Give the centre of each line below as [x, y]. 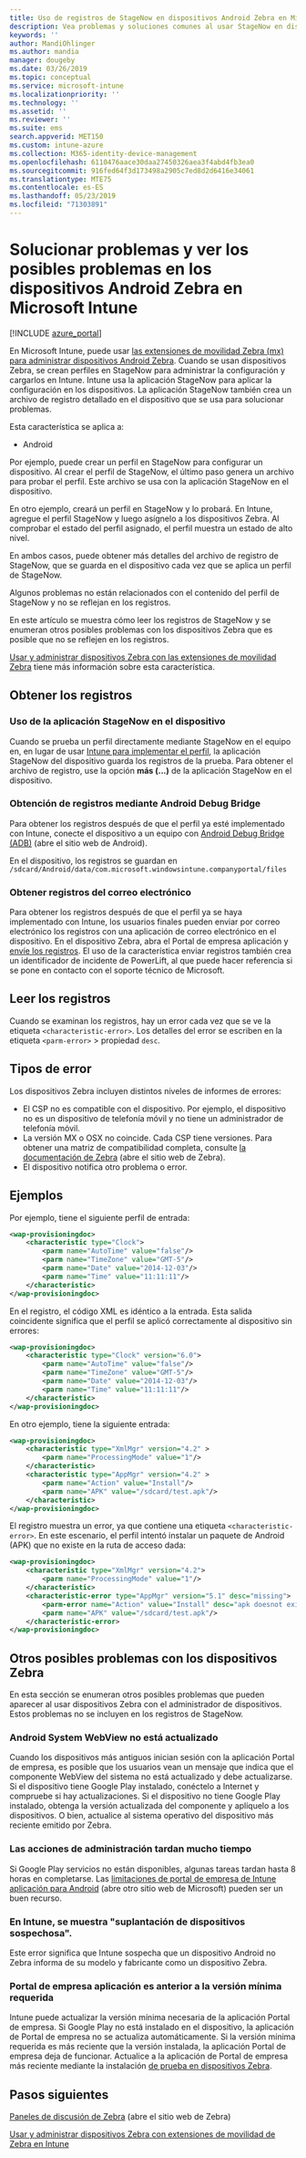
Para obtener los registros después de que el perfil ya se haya [126, 912]
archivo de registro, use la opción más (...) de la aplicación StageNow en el [151, 770]
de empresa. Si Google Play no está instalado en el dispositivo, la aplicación [152, 2028]
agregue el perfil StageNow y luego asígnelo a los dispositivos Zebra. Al [144, 518]
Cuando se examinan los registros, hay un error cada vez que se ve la [140, 1021]
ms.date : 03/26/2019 [49, 69]
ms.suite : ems [36, 129]
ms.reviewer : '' [40, 120]
